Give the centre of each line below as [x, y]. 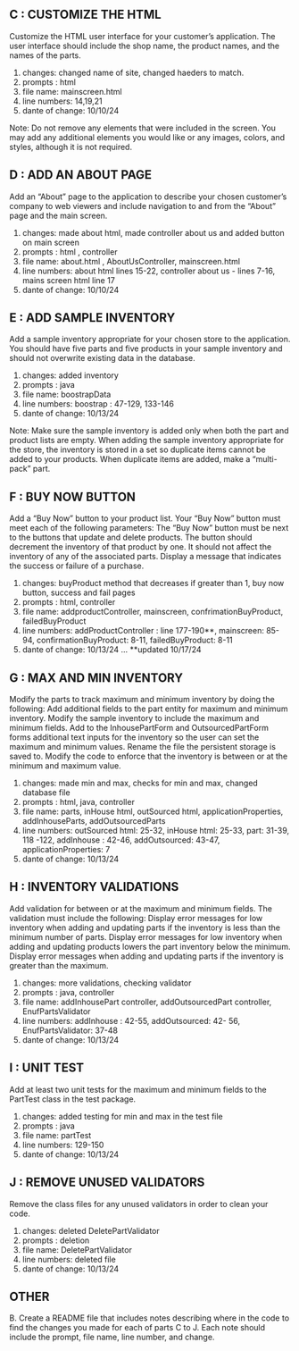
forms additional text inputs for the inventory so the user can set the [134, 737]
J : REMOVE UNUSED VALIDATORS [107, 1183]
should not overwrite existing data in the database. [103, 358]
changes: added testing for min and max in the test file [122, 1116]
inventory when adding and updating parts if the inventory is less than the [145, 927]
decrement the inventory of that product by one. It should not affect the [141, 547]
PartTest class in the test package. [73, 1099]
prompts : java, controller [68, 992]
